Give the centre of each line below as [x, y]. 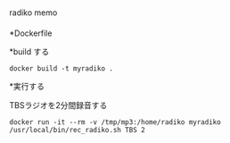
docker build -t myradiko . [62, 68]
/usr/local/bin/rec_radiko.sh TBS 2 [77, 130]
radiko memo [33, 13]
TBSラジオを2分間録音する [58, 105]
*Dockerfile [31, 33]
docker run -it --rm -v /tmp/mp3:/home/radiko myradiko [115, 122]
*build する [29, 51]
